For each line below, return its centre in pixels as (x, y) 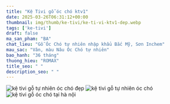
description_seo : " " (33, 72)
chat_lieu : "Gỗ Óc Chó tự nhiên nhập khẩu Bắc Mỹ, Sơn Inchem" (86, 45)
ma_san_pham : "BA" (29, 39)
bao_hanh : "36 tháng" (33, 55)
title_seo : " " (25, 66)
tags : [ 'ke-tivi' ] (29, 28)
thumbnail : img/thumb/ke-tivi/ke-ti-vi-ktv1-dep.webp (74, 22)
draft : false (22, 33)
